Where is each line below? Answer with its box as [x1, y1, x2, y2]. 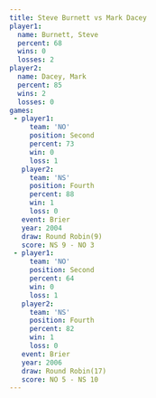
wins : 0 [17, 47, 47, 56]
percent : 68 [17, 38, 63, 48]
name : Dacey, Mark [17, 72, 87, 81]
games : [9, 106, 34, 115]
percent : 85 [17, 81, 63, 90]
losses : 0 [17, 97, 54, 107]
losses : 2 [17, 55, 54, 64]
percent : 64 [29, 274, 75, 283]
